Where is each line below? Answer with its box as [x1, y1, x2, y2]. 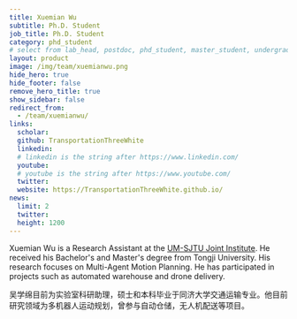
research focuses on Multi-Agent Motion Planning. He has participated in [9, 262, 275, 272]
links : [9, 120, 34, 129]
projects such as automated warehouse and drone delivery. [9, 270, 225, 281]
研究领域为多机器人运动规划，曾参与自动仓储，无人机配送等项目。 [9, 300, 249, 310]
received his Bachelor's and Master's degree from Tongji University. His [9, 252, 271, 262]
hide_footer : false [9, 79, 81, 87]
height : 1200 [17, 218, 65, 227]
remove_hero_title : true [9, 87, 101, 95]
